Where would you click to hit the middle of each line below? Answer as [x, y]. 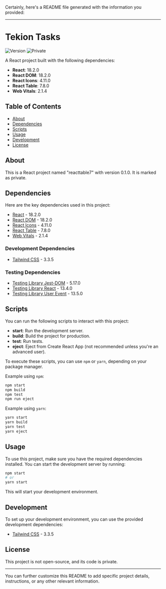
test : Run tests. [28, 341]
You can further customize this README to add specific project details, [77, 576]
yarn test [15, 427]
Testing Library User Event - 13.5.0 [47, 293]
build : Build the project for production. [51, 336]
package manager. [24, 367]
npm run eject [20, 399]
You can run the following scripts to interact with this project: [67, 321]
